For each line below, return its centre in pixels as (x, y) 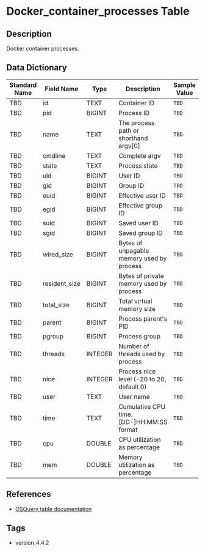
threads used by (142, 354)
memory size (137, 308)
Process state (138, 165)
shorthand (133, 138)
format (128, 430)
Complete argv (140, 155)
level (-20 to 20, (142, 379)
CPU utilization (140, 439)
